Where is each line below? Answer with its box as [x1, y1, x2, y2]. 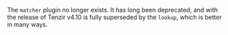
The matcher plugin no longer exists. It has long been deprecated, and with [7, 6, 218, 14]
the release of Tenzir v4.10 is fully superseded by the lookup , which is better [7, 13, 222, 21]
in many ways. [7, 21, 48, 28]
